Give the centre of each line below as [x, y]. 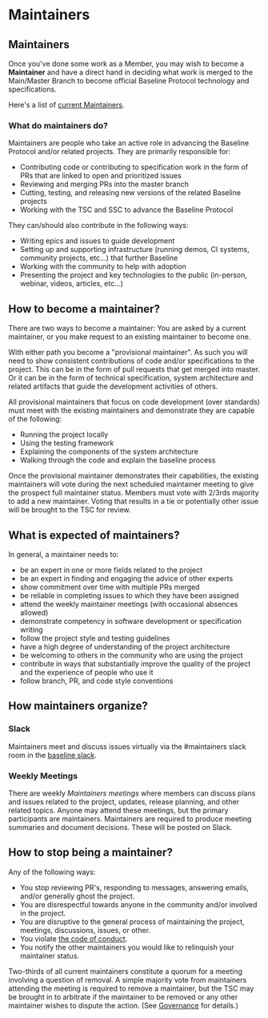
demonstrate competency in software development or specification [131, 621]
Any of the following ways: [52, 872]
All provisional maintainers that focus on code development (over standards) [134, 402]
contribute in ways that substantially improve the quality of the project [135, 663]
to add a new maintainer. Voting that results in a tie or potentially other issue [133, 501]
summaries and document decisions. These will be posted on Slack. [120, 827]
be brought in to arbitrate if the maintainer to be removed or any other [123, 996]
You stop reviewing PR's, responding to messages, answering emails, [134, 887]
